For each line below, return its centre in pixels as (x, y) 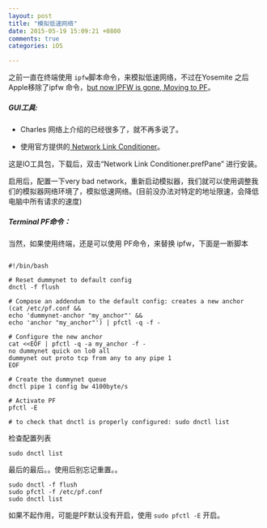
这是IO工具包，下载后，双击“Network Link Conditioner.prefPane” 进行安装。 (135, 164)
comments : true (34, 39)
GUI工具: (23, 107)
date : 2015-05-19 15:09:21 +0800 (65, 31)
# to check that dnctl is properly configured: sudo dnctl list (119, 423)
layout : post (30, 16)
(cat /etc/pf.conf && (45, 309)
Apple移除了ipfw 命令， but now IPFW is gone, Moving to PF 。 (112, 88)
